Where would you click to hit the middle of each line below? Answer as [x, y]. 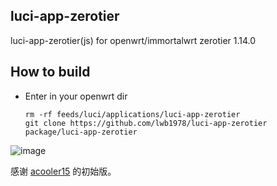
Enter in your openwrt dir [76, 96]
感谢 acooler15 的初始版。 [63, 171]
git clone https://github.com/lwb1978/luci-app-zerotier [146, 123]
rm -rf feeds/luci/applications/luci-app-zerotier [132, 114]
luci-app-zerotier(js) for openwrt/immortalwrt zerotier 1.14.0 [133, 40]
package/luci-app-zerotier [81, 132]
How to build [50, 72]
